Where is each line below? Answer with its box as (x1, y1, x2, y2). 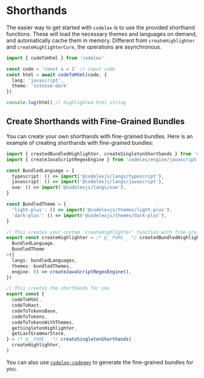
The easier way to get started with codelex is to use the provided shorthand (6, 24, 195, 31)
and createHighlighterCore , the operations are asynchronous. (6, 43, 162, 51)
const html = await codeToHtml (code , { (6, 71, 107, 78)
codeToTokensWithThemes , (12, 319, 75, 326)
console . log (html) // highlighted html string (6, 100, 126, 106)
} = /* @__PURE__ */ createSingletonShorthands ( (6, 336, 132, 343)
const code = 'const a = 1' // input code (6, 66, 115, 72)
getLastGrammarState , (12, 331, 67, 337)
